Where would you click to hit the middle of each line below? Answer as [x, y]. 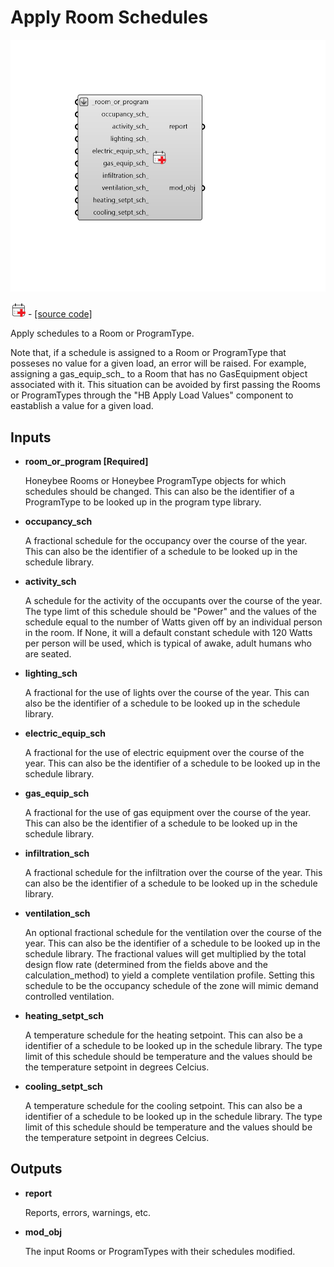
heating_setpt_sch [64, 1015]
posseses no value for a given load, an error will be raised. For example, [158, 363]
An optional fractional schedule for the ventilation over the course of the [173, 932]
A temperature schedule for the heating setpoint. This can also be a [163, 1035]
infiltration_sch [57, 853]
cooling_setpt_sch [63, 1086]
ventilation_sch [57, 913]
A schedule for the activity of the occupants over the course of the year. [173, 600]
